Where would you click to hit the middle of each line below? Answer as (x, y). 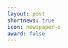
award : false (26, 34)
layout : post (26, 14)
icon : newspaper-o (34, 27)
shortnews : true (31, 20)
